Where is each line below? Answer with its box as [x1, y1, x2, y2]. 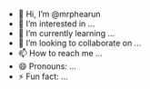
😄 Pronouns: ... [17, 61, 77, 72]
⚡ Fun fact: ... [17, 71, 68, 82]
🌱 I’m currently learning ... [17, 28, 115, 38]
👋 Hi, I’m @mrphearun [17, 9, 102, 19]
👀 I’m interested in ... [17, 18, 95, 29]
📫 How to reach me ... [17, 48, 103, 58]
